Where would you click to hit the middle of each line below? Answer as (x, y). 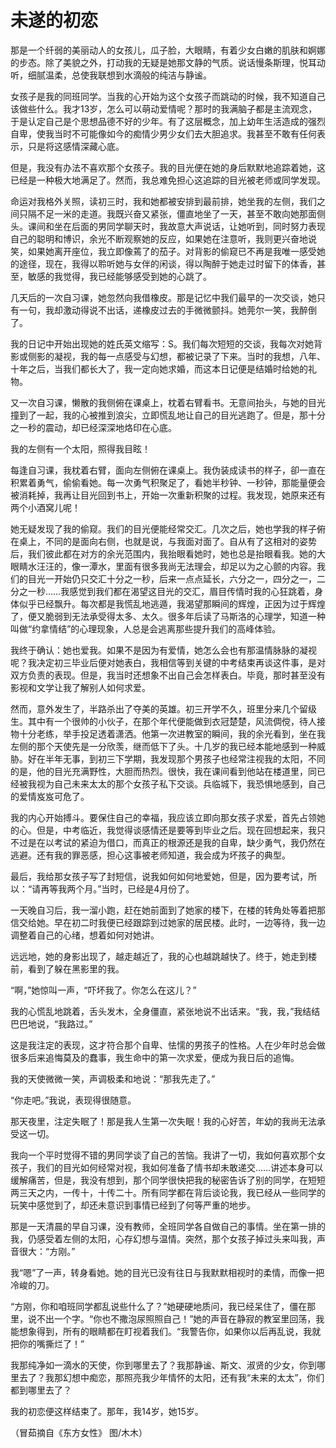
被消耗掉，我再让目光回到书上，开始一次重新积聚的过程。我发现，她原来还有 (168, 495)
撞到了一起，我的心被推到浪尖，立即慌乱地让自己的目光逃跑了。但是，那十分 (168, 415)
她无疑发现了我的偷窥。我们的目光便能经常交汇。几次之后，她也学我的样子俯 (168, 528)
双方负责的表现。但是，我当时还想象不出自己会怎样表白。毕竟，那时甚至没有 (168, 675)
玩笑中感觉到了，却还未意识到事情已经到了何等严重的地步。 (133, 1205)
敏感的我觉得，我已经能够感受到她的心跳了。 (119, 276)
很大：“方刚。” (47, 1251)
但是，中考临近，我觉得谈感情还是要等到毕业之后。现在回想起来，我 (176, 830)
